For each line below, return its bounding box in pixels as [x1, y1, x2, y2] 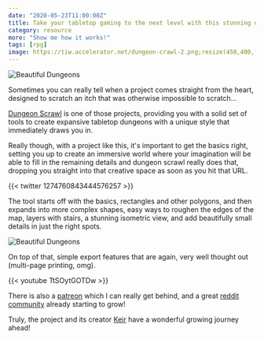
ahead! [8, 323, 31, 332]
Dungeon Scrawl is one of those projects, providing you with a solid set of [8, 109, 247, 118]
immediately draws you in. [8, 125, 93, 135]
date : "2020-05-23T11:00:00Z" [8, 11, 108, 20]
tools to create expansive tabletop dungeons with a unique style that [8, 117, 230, 126]
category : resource [8, 26, 72, 34]
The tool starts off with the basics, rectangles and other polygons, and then [8, 196, 252, 206]
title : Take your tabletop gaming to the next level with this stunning [8, 19, 251, 27]
